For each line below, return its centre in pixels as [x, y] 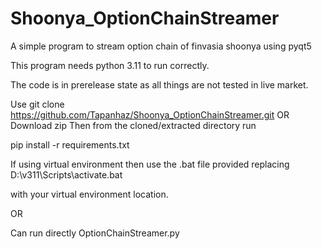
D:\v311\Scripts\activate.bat [66, 174]
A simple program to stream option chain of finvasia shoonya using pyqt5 [161, 46]
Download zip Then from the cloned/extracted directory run [133, 125]
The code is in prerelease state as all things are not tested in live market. [159, 84]
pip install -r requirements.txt [70, 144]
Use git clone [37, 104]
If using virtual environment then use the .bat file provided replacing [150, 164]
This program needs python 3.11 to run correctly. [110, 65]
